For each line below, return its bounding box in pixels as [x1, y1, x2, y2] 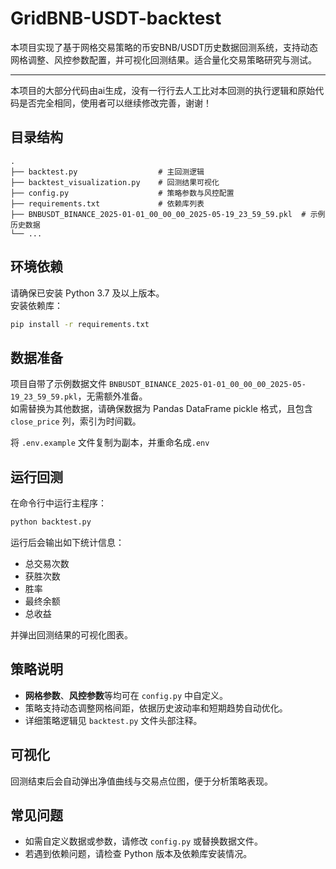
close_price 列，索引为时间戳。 [10, 415, 142, 427]
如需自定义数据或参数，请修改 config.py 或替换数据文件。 [24, 835, 264, 847]
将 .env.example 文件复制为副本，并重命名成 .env [10, 437, 210, 449]
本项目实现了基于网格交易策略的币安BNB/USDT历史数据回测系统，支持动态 [10, 41, 319, 53]
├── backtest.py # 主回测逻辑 [10, 167, 205, 177]
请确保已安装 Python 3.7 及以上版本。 [10, 287, 165, 299]
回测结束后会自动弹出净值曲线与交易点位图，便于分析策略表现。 [10, 775, 273, 787]
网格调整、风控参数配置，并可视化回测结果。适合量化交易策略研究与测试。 [10, 53, 317, 66]
